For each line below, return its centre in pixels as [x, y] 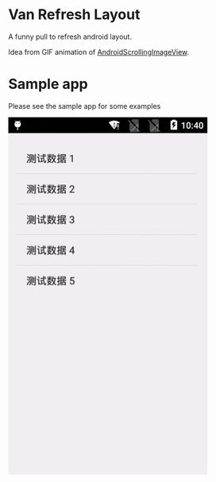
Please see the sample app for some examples [85, 106]
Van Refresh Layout [74, 15]
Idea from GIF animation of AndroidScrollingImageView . [99, 52]
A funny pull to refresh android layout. [70, 37]
